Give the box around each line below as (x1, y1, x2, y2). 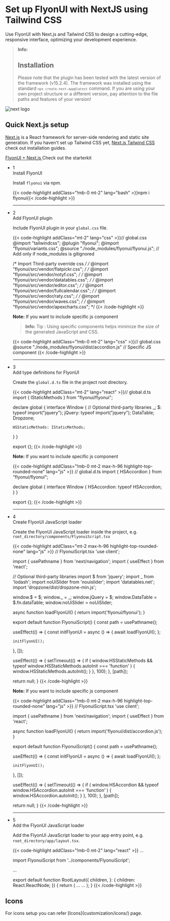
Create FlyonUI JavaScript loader (12, 519, 82, 525)
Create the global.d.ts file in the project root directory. (12, 379, 128, 385)
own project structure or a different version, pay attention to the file (17, 90, 158, 97)
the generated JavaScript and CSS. (25, 329, 99, 335)
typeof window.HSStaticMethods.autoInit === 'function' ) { (12, 663, 136, 669)
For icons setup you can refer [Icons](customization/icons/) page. (5, 910, 143, 916)
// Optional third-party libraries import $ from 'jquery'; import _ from (12, 573, 154, 579)
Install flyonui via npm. (12, 180, 62, 186)
